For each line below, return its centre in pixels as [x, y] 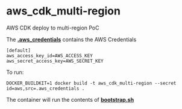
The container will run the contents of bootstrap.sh [70, 99]
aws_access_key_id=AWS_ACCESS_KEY [50, 55]
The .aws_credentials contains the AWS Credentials [71, 39]
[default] [19, 50]
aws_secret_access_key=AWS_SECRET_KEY [55, 61]
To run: [15, 72]
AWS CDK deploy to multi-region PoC [53, 28]
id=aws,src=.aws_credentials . [45, 89]
